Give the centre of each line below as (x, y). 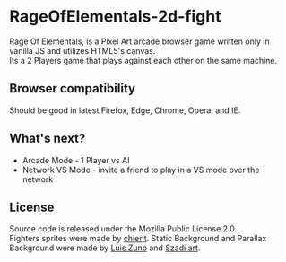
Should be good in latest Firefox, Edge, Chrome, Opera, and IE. (125, 110)
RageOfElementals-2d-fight (115, 17)
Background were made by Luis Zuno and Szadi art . (105, 248)
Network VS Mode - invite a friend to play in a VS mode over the (141, 170)
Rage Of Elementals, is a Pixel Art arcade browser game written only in (140, 41)
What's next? (48, 139)
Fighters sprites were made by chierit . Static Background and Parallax (138, 239)
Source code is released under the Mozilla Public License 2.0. (123, 229)
